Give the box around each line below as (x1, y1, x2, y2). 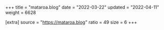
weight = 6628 (5, 9, 36, 15)
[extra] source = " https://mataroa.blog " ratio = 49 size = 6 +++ (5, 19, 138, 25)
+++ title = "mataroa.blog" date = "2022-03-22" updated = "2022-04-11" (5, 4, 159, 10)
